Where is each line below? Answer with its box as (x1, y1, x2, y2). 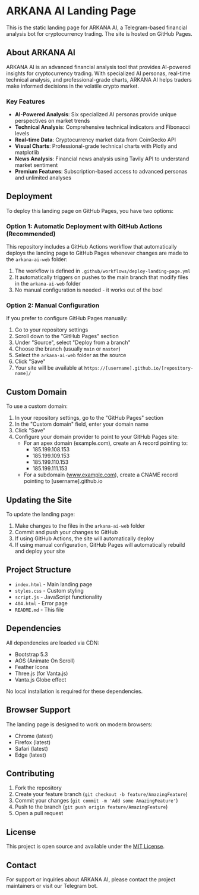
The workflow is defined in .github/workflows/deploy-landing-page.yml (14, 267, 191, 275)
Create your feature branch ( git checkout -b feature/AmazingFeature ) (14, 791, 188, 798)
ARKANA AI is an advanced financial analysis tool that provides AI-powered (6, 63, 191, 70)
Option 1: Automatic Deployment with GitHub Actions (6, 222, 163, 230)
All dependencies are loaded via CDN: (6, 639, 99, 646)
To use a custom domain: (6, 402, 68, 410)
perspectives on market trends (14, 117, 90, 125)
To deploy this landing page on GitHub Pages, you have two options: (6, 207, 174, 214)
